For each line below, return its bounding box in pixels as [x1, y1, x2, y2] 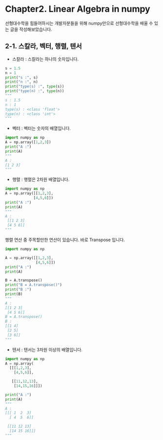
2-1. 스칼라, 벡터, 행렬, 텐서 [5, 42, 82, 50]
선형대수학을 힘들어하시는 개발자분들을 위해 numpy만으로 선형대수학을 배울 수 [5, 20, 153, 26]
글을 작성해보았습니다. [10, 26, 52, 32]
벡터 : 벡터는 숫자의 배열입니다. [12, 125, 71, 131]
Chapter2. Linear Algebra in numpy [5, 3, 150, 15]
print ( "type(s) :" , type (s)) [5, 84, 64, 89]
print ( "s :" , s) [5, 75, 38, 80]
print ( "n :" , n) [5, 79, 38, 84]
